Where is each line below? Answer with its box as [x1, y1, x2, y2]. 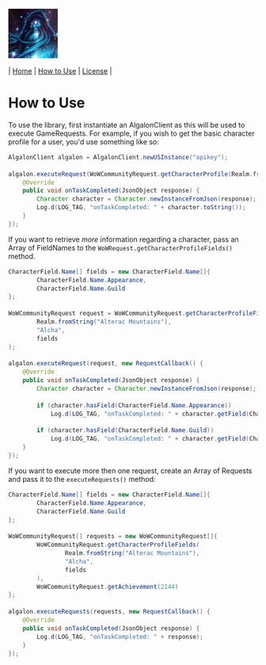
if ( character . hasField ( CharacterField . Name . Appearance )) [36, 401, 232, 409]
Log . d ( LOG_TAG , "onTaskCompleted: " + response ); [36, 633, 203, 640]
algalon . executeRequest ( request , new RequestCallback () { [8, 360, 203, 368]
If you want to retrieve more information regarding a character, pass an [8, 235, 239, 244]
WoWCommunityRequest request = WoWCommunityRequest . [8, 310, 186, 318]
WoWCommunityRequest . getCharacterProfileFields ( [36, 541, 200, 549]
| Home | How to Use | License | [8, 67, 112, 75]
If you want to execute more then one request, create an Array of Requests [8, 465, 253, 476]
